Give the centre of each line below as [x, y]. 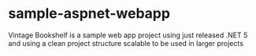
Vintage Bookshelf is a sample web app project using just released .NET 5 [128, 35]
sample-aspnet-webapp [89, 14]
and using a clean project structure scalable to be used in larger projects [126, 43]
